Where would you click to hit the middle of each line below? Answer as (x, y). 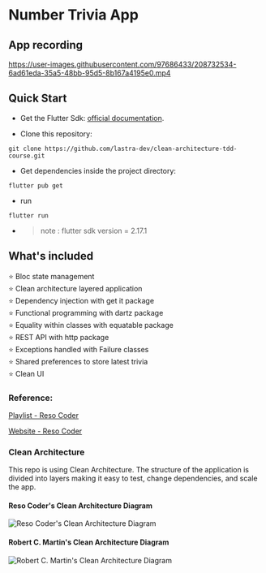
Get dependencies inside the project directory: (98, 170)
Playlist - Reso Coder (44, 415)
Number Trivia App (74, 15)
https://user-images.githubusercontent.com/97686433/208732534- (122, 64)
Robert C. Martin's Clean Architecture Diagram (89, 542)
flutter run (28, 215)
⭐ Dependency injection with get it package (82, 300)
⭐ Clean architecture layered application (75, 288)
